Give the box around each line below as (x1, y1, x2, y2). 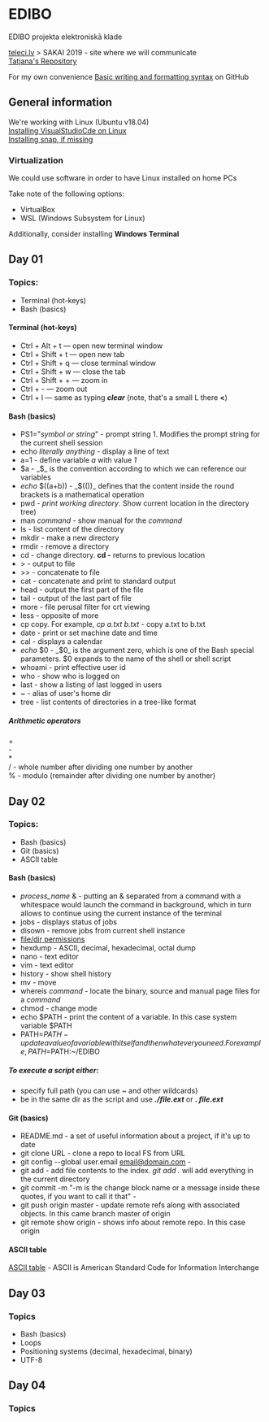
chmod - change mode (20, 1003, 98, 1013)
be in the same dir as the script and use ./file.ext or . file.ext (20, 1094, 223, 1104)
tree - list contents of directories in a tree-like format (20, 697, 197, 707)
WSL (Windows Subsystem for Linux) (20, 213, 145, 224)
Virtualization (8, 154, 63, 166)
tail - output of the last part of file (20, 594, 132, 603)
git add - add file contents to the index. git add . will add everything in (20, 1166, 254, 1176)
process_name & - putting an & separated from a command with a (20, 891, 241, 901)
